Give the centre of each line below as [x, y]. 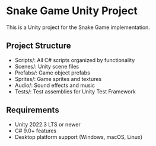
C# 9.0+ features [36, 131]
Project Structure [39, 46]
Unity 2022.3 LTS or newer [48, 124]
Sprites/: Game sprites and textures [58, 79]
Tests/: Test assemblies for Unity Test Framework [75, 91]
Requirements [33, 110]
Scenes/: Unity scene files [47, 66]
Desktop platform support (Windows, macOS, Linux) [79, 137]
